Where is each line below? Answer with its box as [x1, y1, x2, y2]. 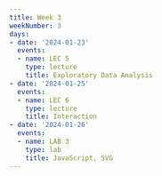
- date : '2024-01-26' [9, 121, 90, 130]
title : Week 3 [9, 12, 62, 22]
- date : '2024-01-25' [9, 79, 90, 88]
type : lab [25, 145, 62, 154]
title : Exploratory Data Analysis [25, 71, 153, 80]
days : [9, 29, 29, 38]
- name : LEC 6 [17, 95, 69, 105]
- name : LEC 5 [17, 54, 69, 63]
